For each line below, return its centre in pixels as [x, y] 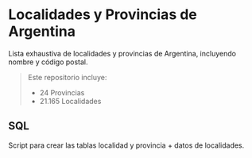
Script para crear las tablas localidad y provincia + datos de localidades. [126, 145]
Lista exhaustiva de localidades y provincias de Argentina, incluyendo [122, 53]
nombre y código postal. [48, 62]
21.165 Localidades [70, 101]
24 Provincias [62, 92]
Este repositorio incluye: [67, 77]
